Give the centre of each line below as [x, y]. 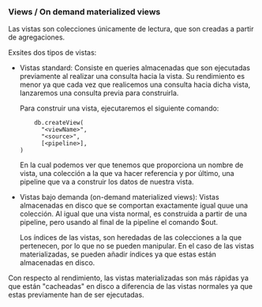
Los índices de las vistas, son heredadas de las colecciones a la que [131, 238]
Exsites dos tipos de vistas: [52, 53]
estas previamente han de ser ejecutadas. [76, 295]
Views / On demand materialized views [84, 12]
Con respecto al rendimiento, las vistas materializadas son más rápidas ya [128, 278]
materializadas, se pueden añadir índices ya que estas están [118, 254]
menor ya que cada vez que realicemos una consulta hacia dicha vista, [135, 84]
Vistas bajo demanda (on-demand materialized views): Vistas [119, 197]
